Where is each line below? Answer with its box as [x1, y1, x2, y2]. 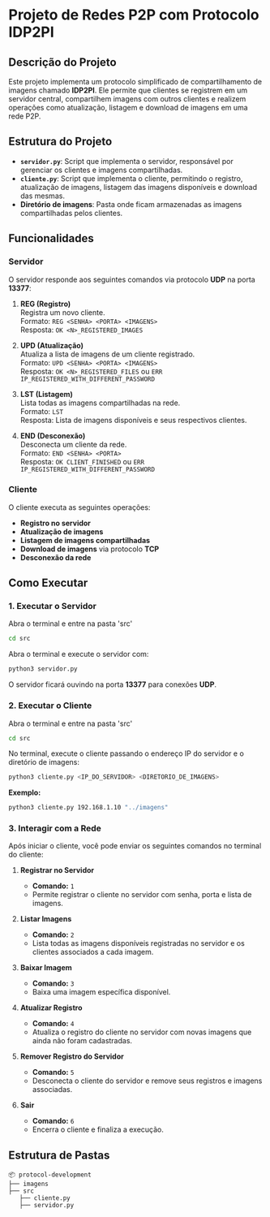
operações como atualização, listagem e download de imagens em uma [8, 103, 249, 112]
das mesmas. [19, 191, 65, 201]
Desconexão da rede [19, 552, 92, 562]
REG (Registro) [19, 299, 71, 309]
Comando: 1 [32, 881, 75, 891]
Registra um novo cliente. [19, 307, 105, 317]
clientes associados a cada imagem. [32, 947, 154, 957]
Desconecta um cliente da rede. [19, 439, 127, 449]
